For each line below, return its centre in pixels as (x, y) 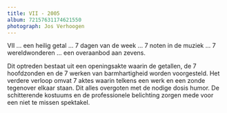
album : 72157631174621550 (44, 20)
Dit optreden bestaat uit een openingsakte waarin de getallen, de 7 (102, 66)
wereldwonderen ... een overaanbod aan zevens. (77, 53)
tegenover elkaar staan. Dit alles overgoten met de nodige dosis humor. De (113, 88)
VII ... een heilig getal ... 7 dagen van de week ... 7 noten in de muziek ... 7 (111, 46)
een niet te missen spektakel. (49, 103)
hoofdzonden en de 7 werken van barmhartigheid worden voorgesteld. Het (113, 73)
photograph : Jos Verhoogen (46, 26)
